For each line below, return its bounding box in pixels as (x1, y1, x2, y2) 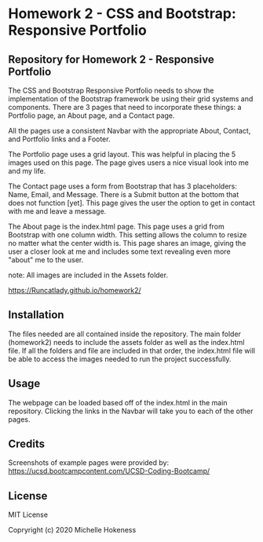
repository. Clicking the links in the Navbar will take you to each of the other (8, 406, 254, 416)
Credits (8, 438, 46, 451)
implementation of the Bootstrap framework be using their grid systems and (8, 94, 254, 103)
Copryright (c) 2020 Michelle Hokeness (8, 526, 137, 535)
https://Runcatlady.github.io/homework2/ (8, 286, 141, 295)
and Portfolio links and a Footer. (8, 134, 111, 144)
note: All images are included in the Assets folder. (8, 270, 169, 280)
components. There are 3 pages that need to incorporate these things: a (8, 103, 242, 112)
